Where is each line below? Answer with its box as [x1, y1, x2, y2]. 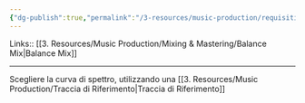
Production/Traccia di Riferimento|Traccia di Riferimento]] [9, 83, 225, 94]
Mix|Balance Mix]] [9, 47, 77, 59]
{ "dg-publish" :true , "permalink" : [9, 13, 136, 23]
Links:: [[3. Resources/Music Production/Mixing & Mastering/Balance [9, 38, 268, 49]
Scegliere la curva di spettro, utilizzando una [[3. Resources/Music [9, 73, 259, 84]
